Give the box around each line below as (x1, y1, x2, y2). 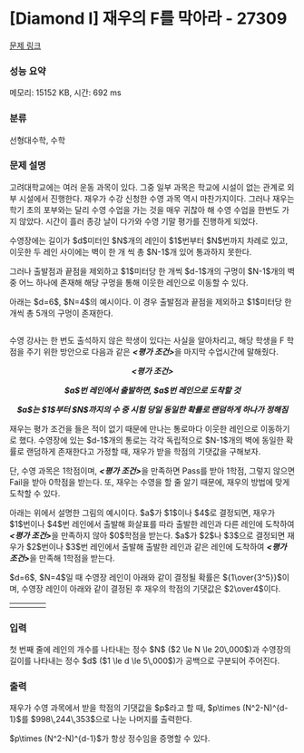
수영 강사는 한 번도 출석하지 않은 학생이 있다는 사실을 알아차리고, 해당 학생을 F (9, 335, 285, 346)
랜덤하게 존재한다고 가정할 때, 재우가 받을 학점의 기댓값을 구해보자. (25, 445, 261, 456)
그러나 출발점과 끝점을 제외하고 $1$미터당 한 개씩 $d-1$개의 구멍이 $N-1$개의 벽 (9, 265, 295, 277)
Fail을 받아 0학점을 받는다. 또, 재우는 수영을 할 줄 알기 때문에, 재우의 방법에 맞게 (9, 476, 290, 487)
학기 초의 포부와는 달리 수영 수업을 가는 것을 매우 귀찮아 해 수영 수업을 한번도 (9, 204, 280, 215)
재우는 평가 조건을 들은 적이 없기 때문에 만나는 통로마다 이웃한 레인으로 (9, 423, 259, 434)
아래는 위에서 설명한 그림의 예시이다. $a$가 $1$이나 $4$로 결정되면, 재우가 (9, 507, 275, 518)
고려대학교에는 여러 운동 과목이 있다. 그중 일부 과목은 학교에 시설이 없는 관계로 (9, 181, 286, 192)
